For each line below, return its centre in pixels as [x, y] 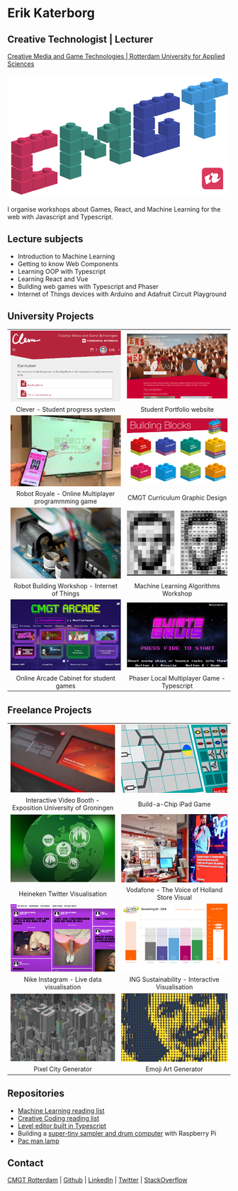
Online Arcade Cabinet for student [66, 678]
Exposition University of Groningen [63, 808]
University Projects [51, 316]
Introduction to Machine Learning [66, 256]
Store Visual [175, 898]
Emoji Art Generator [174, 1069]
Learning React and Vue [53, 279]
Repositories [36, 1093]
